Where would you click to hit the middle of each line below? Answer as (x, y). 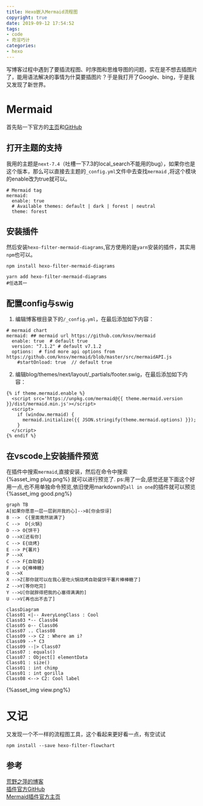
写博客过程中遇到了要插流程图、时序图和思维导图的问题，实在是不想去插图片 (102, 69)
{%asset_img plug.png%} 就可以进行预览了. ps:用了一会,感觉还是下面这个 (98, 479)
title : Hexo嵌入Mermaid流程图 (42, 12)
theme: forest (29, 211)
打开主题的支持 (34, 148)
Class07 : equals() (31, 652)
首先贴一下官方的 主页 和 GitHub (44, 127)
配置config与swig (40, 303)
